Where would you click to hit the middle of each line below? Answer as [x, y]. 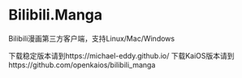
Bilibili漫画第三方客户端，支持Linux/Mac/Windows [92, 38]
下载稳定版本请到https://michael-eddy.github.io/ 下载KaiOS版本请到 [121, 55]
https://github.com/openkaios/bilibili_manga [82, 65]
